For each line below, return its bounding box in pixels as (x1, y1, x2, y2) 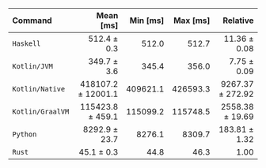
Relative (222, 15, 254, 26)
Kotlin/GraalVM (12, 107, 70, 116)
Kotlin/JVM (12, 62, 53, 70)
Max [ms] (173, 15, 211, 26)
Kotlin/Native (12, 84, 66, 93)
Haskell (12, 39, 41, 48)
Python (12, 130, 37, 139)
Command (12, 15, 53, 26)
